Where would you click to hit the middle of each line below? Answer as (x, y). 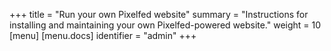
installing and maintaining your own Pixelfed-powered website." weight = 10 (165, 25)
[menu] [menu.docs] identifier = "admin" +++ (103, 35)
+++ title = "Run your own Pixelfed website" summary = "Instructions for (159, 14)
